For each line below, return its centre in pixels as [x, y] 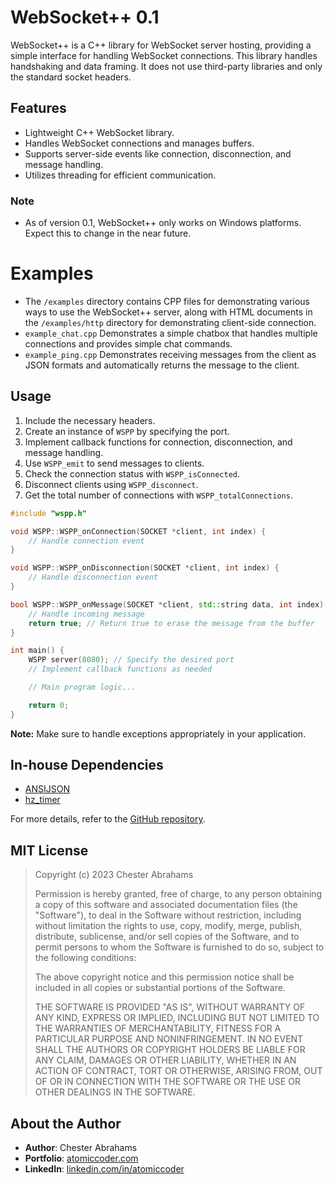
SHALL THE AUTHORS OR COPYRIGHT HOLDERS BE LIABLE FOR [170, 1050]
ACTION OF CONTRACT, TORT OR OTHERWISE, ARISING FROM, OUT [178, 1071]
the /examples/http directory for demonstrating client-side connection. [170, 322]
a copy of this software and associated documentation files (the [166, 905]
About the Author [66, 1123]
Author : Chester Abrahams [81, 1148]
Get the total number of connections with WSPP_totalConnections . [158, 495]
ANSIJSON [47, 789]
